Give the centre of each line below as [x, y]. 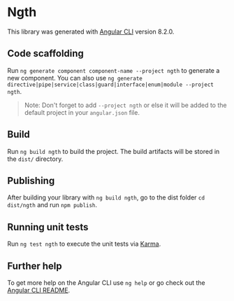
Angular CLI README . [39, 290]
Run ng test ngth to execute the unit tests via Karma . [84, 244]
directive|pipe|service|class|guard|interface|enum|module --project [111, 85]
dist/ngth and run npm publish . [52, 205]
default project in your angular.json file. [82, 112]
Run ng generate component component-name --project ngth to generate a [114, 70]
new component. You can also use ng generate [75, 78]
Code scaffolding [45, 54]
